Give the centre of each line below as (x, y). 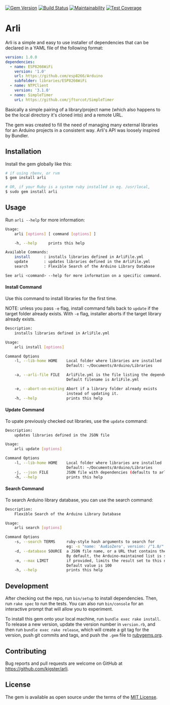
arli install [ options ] (39, 347)
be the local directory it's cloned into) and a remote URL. (64, 115)
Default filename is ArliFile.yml (103, 380)
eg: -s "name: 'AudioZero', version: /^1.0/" (115, 547)
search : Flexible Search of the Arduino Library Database (85, 267)
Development (27, 586)
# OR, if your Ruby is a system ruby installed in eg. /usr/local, (78, 187)
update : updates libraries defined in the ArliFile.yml (82, 262)
